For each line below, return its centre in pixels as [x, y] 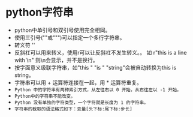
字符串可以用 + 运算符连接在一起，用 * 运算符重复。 [78, 82]
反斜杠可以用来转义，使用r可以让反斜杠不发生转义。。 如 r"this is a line [100, 52]
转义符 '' [25, 45]
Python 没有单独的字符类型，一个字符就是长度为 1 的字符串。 [81, 103]
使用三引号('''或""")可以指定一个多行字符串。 [70, 37]
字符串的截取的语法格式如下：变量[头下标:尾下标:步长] [73, 109]
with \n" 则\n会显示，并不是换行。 [56, 60]
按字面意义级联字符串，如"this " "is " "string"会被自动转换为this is [95, 67]
